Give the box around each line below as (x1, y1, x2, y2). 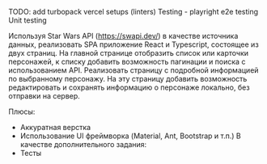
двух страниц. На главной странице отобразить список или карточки (8, 48, 249, 57)
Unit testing (8, 15, 47, 25)
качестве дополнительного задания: (19, 140, 147, 149)
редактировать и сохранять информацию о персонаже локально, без (8, 82, 250, 92)
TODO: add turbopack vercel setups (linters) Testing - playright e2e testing (8, 7, 259, 16)
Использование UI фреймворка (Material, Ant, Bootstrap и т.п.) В (19, 131, 241, 141)
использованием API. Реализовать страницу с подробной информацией (8, 65, 259, 75)
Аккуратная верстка (19, 123, 91, 132)
